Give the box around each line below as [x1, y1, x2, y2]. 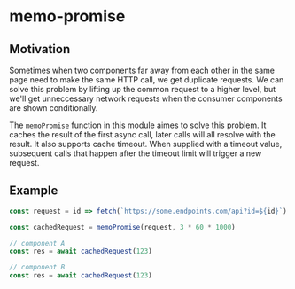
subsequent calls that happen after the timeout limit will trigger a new [9, 148, 262, 159]
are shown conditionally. [9, 103, 98, 113]
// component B [9, 263, 66, 272]
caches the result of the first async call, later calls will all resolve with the [9, 129, 276, 139]
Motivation [9, 42, 71, 57]
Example [9, 184, 58, 199]
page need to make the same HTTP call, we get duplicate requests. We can [9, 74, 284, 85]
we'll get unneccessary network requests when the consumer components [9, 93, 283, 104]
